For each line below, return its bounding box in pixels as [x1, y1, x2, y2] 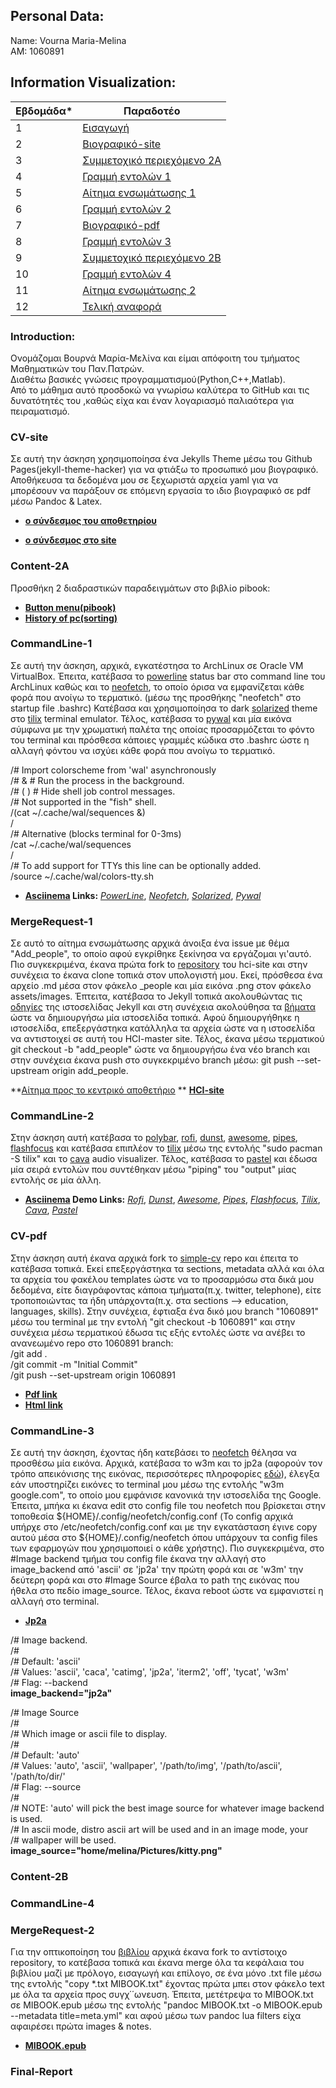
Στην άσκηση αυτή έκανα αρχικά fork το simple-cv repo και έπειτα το [10, 1252, 299, 1264]
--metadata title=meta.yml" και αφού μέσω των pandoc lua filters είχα [10, 2010, 302, 2022]
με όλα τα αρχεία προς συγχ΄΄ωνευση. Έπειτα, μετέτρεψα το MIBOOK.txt [10, 1989, 314, 2001]
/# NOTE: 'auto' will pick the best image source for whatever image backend [10, 1802, 325, 1814]
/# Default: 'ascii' [10, 1655, 81, 1667]
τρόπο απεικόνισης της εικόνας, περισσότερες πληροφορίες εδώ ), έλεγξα [10, 1468, 320, 1479]
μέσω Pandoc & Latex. [10, 495, 103, 508]
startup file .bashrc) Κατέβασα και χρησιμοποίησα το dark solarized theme [10, 702, 318, 714]
